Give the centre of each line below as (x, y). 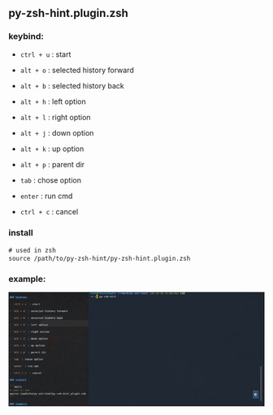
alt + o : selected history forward (77, 70)
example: (27, 279)
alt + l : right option (55, 117)
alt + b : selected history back (72, 85)
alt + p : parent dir (52, 164)
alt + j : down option (57, 132)
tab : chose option (50, 180)
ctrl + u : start (45, 54)
